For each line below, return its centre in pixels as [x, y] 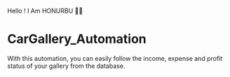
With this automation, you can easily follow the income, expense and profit [115, 58]
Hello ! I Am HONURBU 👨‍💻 [45, 11]
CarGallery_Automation [77, 39]
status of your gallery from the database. [66, 66]
